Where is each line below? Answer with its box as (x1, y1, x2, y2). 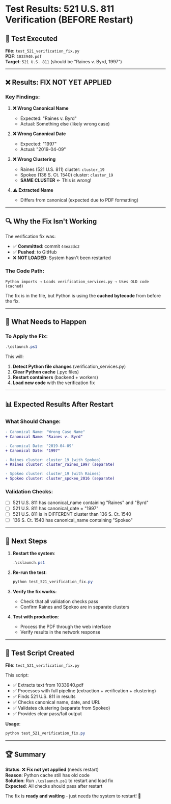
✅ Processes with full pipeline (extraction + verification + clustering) (12, 687, 156, 694)
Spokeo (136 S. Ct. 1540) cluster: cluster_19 (20, 171, 113, 178)
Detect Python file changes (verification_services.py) (12, 363, 126, 370)
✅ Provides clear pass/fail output (12, 710, 82, 717)
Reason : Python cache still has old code (5, 772, 90, 778)
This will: (5, 354, 24, 360)
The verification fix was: (5, 233, 56, 239)
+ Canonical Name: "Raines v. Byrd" (5, 434, 83, 439)
